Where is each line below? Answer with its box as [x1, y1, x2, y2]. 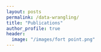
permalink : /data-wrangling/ [6, 14, 79, 20]
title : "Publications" [6, 20, 63, 26]
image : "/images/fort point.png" [11, 36, 96, 42]
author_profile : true [6, 25, 61, 32]
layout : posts [6, 8, 42, 15]
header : [6, 31, 26, 37]
